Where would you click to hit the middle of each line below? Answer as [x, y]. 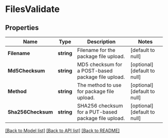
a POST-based [95, 71]
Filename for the [96, 50]
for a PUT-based [97, 112]
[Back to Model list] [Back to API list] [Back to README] [62, 130]
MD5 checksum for [100, 64]
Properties [22, 28]
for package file [95, 91]
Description [101, 42]
